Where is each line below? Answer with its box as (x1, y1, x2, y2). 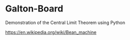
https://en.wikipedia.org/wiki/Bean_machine (5, 29, 97, 35)
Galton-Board (5, 3, 63, 14)
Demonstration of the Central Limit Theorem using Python (5, 19, 125, 25)
